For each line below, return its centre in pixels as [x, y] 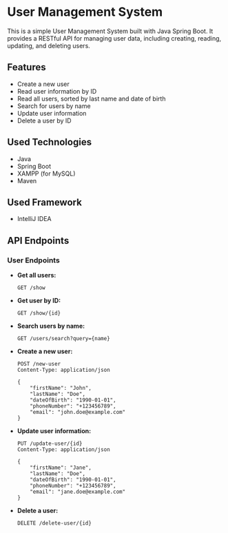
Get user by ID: [39, 301]
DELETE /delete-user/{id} [54, 523]
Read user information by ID [57, 91]
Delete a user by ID [44, 121]
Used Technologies [49, 142]
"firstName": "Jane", [61, 468]
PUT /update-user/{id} [50, 444]
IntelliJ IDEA [34, 219]
